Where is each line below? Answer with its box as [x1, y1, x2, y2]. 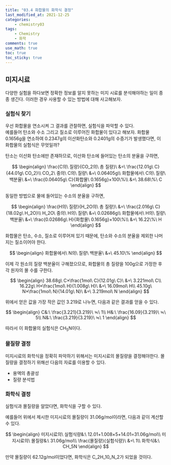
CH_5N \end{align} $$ [62, 443, 109, 449]
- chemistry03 [14, 21, 44, 27]
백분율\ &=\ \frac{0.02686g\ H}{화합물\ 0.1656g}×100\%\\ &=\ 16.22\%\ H [10, 216, 162, 223]
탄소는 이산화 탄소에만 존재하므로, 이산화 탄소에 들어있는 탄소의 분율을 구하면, [5, 153, 159, 159]
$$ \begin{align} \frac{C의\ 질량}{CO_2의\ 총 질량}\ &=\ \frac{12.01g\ [12, 164, 154, 170]
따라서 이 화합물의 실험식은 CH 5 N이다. [5, 325, 82, 333]
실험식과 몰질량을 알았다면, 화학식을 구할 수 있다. [5, 403, 102, 409]
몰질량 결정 [5, 340, 31, 347]
